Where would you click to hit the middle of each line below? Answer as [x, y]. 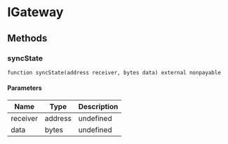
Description [98, 107]
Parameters [25, 88]
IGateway [35, 12]
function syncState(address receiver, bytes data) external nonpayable [114, 72]
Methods [27, 38]
